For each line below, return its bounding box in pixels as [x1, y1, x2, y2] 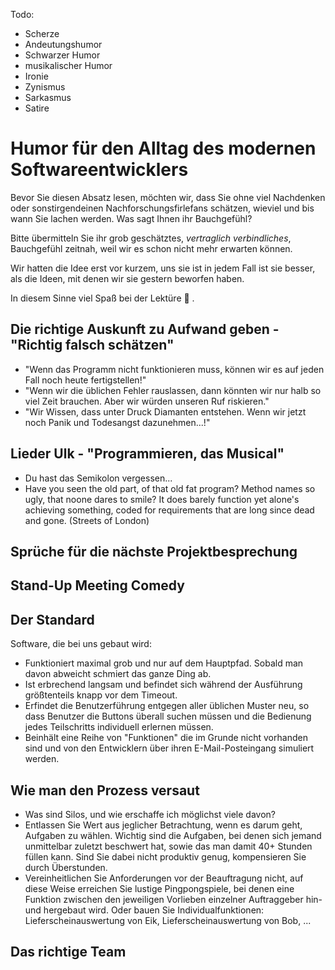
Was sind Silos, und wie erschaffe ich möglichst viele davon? [24, 808, 276, 820]
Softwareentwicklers [10, 159, 189, 181]
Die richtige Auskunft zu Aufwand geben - [10, 321, 280, 338]
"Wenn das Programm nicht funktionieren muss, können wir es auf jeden [24, 363, 325, 375]
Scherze [24, 28, 60, 39]
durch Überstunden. [24, 861, 108, 873]
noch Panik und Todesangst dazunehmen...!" [24, 416, 211, 428]
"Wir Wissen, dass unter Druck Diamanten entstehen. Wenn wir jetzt [24, 405, 307, 418]
